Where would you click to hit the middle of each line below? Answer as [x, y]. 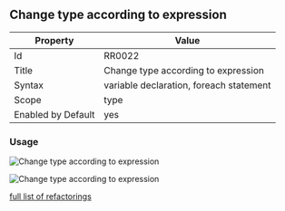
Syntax [29, 85]
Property [54, 40]
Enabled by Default [54, 114]
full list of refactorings [51, 197]
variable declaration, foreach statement [187, 85]
